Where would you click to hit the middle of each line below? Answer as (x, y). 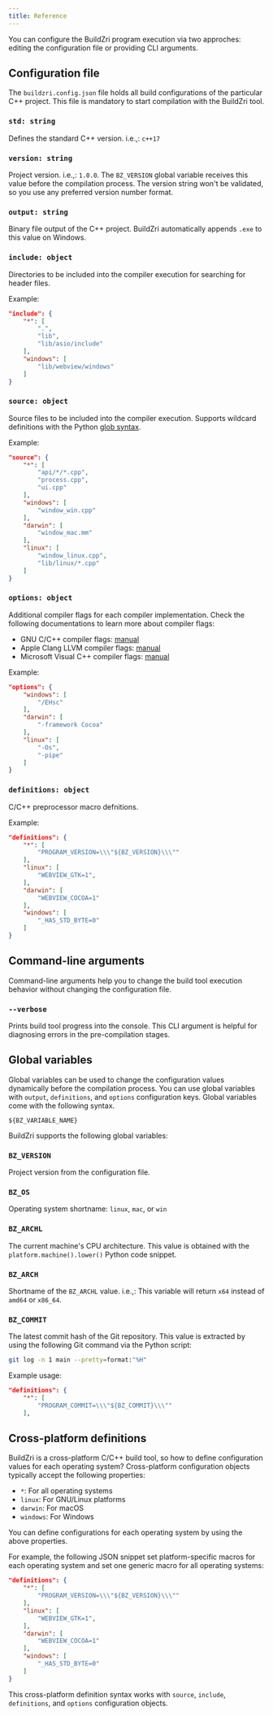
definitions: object (49, 790)
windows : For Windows (57, 1517)
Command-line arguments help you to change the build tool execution (126, 980)
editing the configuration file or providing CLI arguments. (104, 48)
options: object (41, 598)
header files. (29, 283)
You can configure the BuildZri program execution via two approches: (125, 39)
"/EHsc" (50, 702)
